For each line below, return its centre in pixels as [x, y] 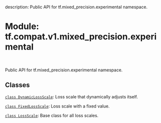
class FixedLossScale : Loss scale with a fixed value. [57, 106]
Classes [17, 85]
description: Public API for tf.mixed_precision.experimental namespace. [76, 7]
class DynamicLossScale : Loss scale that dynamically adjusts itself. [72, 96]
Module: [22, 27]
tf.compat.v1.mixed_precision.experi [81, 37]
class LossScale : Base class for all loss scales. [52, 115]
